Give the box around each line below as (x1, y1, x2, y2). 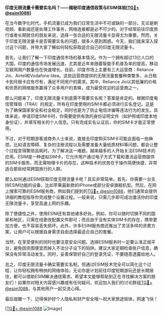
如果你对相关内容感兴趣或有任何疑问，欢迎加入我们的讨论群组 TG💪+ (17, 280, 153, 285)
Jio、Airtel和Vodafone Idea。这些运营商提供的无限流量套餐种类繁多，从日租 (5, 73, 157, 78)
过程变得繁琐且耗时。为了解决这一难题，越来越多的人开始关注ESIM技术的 (9, 148, 156, 153)
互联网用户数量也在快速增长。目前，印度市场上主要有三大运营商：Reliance (5, 67, 154, 72)
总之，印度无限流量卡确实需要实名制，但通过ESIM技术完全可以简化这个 (5, 261, 147, 267)
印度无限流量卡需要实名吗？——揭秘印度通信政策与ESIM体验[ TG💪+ (5, 5, 140, 10)
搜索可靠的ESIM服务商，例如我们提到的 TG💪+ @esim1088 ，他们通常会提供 (9, 188, 158, 194)
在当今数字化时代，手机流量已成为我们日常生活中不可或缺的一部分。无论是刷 (5, 20, 158, 26)
